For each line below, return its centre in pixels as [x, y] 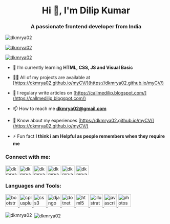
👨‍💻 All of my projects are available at [51, 78]
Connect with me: [28, 157]
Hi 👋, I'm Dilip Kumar [86, 11]
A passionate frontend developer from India [86, 27]
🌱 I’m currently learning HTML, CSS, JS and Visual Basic [73, 68]
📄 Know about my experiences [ [46, 121]
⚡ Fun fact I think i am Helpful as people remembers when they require [89, 136]
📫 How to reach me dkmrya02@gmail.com [59, 109]
